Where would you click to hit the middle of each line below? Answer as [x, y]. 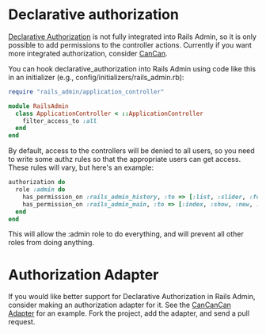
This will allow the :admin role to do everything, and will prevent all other [126, 234]
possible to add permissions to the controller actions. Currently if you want [130, 44]
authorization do [37, 182]
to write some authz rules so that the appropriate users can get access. [125, 159]
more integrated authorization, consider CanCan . [88, 53]
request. [22, 322]
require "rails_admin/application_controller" [86, 92]
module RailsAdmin [38, 106]
